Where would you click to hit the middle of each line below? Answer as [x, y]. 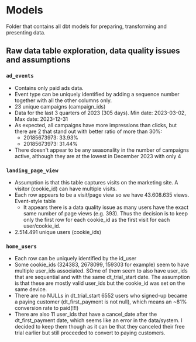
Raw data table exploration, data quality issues [93, 51]
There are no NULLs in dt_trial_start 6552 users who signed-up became [101, 296]
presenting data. [26, 32]
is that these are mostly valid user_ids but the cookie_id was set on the [100, 283]
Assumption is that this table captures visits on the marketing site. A [96, 182]
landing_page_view [32, 170]
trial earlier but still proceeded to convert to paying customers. [90, 333]
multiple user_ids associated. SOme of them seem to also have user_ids [101, 271]
